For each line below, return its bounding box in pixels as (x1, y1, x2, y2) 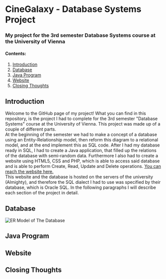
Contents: (5, 50, 26, 56)
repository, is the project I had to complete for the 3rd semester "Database (5, 116, 158, 122)
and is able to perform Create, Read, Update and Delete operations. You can (5, 163, 162, 169)
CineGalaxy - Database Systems (5, 3, 142, 15)
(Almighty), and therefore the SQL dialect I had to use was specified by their (5, 179, 161, 185)
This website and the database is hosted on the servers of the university (5, 174, 153, 180)
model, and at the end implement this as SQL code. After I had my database (5, 142, 160, 148)
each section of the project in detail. (5, 190, 79, 196)
